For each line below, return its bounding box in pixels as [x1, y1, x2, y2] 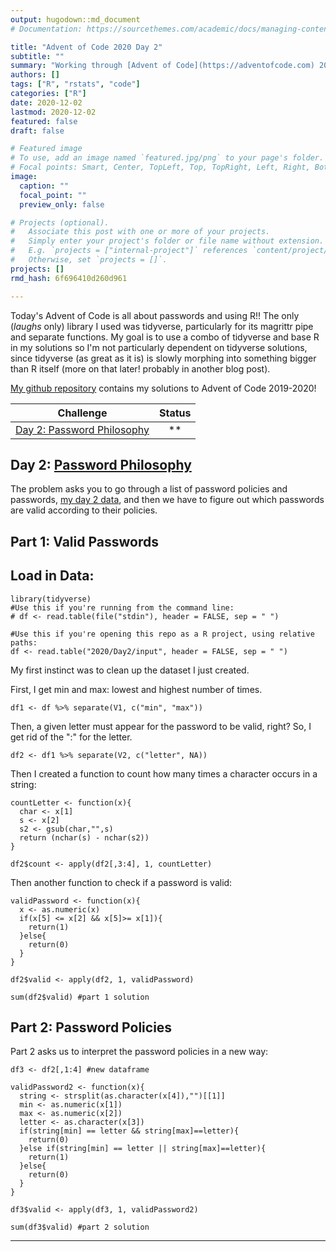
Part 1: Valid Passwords [10, 533, 159, 550]
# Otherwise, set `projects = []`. [10, 255, 168, 265]
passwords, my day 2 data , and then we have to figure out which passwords [10, 494, 325, 506]
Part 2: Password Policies [10, 1019, 173, 1036]
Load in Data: [10, 567, 95, 585]
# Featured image [10, 144, 83, 154]
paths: [10, 637, 38, 648]
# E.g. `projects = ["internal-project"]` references [10, 246, 248, 256]
